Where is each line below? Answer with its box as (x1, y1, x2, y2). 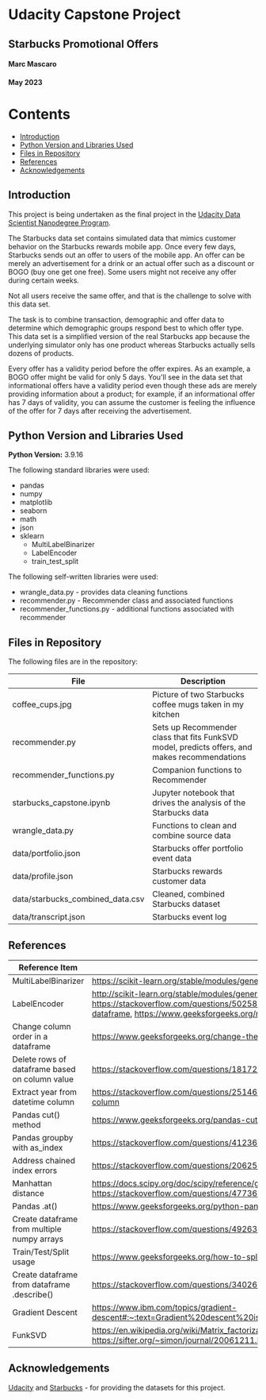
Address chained (12, 1155, 75, 1166)
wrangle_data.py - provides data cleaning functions (19, 588, 188, 597)
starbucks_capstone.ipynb (12, 797, 111, 808)
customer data (152, 876, 207, 887)
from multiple (12, 1223, 62, 1234)
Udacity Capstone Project (8, 6, 181, 24)
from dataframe (12, 1279, 70, 1290)
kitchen (152, 709, 180, 720)
